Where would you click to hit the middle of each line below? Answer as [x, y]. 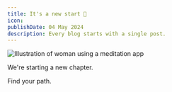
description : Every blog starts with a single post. [87, 34]
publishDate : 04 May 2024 [45, 27]
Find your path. [29, 81]
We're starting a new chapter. [50, 67]
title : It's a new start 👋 [47, 14]
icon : [15, 21]
